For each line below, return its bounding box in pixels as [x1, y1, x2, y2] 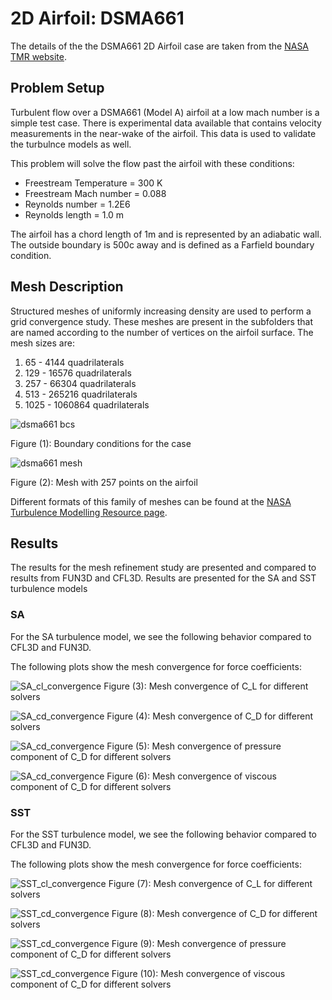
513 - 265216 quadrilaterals [24, 388, 138, 400]
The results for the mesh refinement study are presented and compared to [10, 562, 317, 574]
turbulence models [10, 583, 88, 595]
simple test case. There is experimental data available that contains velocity [10, 117, 322, 129]
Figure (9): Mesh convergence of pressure [111, 937, 287, 949]
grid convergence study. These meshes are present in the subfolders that [10, 315, 314, 327]
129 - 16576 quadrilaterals [24, 367, 132, 379]
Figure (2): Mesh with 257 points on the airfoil [10, 476, 198, 488]
